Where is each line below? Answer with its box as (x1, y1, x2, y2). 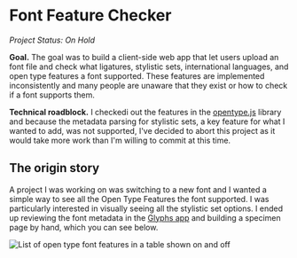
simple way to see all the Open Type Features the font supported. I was (9, 193, 270, 204)
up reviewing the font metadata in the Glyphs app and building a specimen (9, 212, 281, 223)
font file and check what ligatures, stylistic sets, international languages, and (9, 61, 289, 72)
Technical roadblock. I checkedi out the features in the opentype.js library (9, 106, 282, 117)
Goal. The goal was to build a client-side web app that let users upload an (9, 51, 279, 62)
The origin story (9, 160, 100, 176)
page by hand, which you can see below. (9, 222, 159, 232)
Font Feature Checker (9, 5, 172, 26)
